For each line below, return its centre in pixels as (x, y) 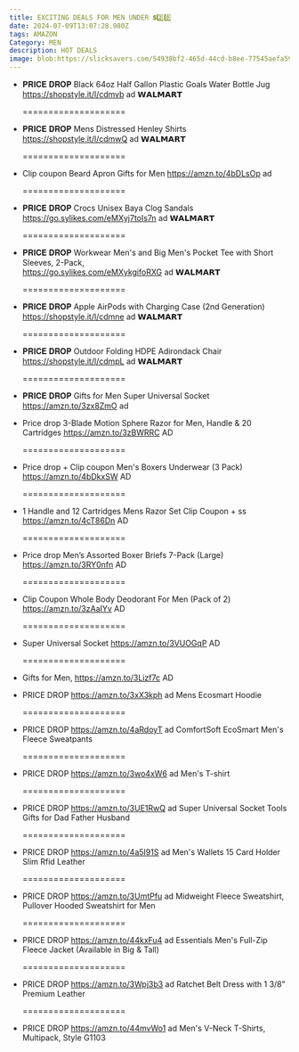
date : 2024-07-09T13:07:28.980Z (69, 26)
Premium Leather (54, 994)
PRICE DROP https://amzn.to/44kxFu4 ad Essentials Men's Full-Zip (145, 940)
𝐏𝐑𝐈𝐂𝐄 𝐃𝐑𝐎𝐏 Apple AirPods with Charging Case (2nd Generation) (143, 307)
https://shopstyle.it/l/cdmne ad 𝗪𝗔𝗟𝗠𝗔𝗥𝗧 (102, 316)
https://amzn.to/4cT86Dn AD (75, 521)
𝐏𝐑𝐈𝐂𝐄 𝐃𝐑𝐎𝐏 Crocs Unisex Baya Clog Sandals (108, 208)
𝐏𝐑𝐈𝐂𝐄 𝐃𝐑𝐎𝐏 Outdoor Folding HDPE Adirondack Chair (122, 351)
